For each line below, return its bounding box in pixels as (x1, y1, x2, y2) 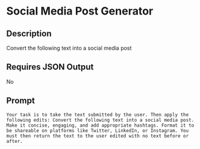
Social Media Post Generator (6, 4, 154, 18)
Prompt (6, 96, 35, 106)
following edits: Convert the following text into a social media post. (6, 117, 195, 123)
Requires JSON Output (6, 62, 94, 72)
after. (6, 138, 23, 144)
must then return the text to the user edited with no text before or (6, 133, 189, 139)
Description (6, 28, 52, 39)
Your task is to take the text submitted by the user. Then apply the (6, 111, 189, 118)
